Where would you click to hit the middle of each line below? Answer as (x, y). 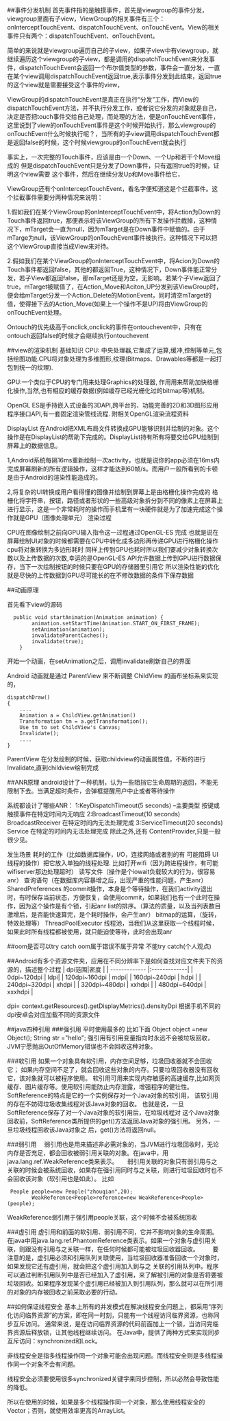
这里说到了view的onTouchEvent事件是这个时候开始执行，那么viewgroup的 (112, 125)
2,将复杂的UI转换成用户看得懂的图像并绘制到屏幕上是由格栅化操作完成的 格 (113, 492)
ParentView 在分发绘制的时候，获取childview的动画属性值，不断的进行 (106, 759)
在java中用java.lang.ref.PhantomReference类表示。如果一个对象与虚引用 (109, 1240)
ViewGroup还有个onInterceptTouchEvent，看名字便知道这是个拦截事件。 (110, 189)
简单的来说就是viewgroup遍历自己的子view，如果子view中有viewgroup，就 (113, 51)
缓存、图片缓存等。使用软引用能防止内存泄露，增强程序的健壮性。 (100, 1087)
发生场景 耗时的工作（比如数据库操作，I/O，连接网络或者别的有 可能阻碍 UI (113, 854)
